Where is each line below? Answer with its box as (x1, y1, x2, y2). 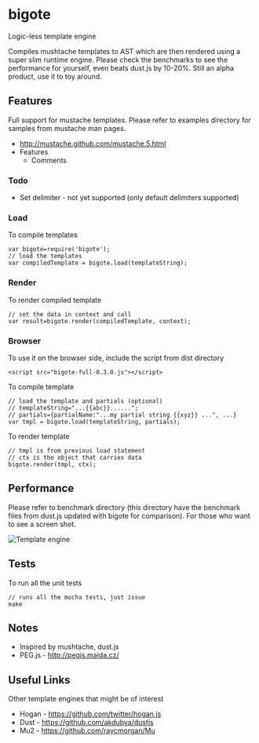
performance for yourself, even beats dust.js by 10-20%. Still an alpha (8, 63, 234, 72)
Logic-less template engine (8, 31, 97, 41)
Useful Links (8, 673, 71, 687)
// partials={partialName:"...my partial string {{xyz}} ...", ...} (8, 410, 237, 419)
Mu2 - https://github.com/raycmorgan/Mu (19, 726, 155, 735)
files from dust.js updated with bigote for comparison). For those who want (8, 511, 251, 520)
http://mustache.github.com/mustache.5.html (19, 139, 166, 148)
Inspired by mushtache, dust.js (19, 642, 119, 652)
